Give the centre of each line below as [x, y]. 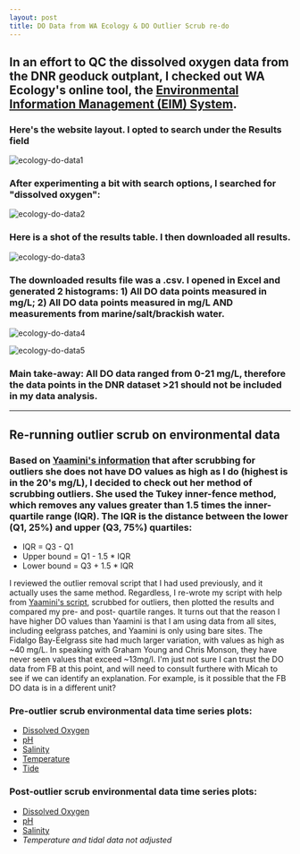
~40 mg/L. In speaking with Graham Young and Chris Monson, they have [143, 650]
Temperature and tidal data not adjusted [97, 840]
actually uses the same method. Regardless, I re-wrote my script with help [146, 593]
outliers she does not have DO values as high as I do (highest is [149, 471]
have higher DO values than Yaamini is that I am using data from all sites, [143, 621]
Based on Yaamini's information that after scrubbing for [133, 460]
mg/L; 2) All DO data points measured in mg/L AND [121, 303]
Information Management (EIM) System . [123, 104]
